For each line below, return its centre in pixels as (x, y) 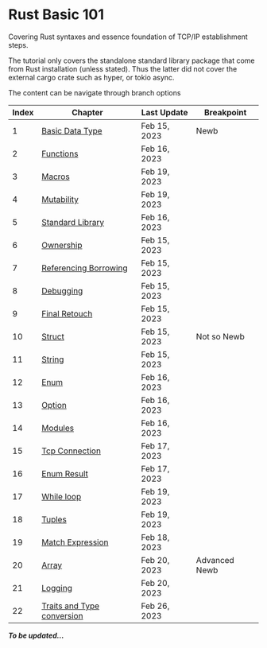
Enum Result (65, 473)
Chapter (87, 112)
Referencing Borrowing (85, 268)
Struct (53, 336)
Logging (57, 588)
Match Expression (75, 542)
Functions (60, 153)
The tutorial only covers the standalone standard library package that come (132, 60)
